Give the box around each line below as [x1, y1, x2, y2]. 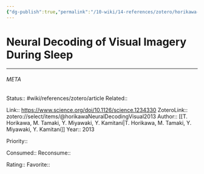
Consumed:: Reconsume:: [6, 149, 71, 156]
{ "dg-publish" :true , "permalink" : [6, 8, 91, 15]
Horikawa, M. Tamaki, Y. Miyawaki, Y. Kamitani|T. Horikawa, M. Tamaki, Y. [6, 119, 192, 126]
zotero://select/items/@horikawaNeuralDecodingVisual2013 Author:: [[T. [6, 113, 188, 120]
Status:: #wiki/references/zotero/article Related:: [6, 95, 128, 102]
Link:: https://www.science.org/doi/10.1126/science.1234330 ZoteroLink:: [6, 106, 188, 113]
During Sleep [6, 48, 73, 61]
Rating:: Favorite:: [6, 161, 50, 168]
